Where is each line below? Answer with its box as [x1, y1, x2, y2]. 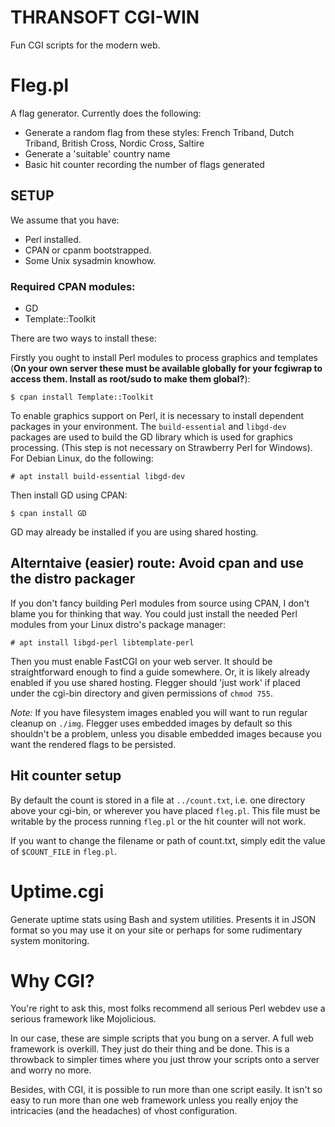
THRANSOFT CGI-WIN [10, 6, 200, 29]
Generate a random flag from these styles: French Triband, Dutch [24, 126, 295, 138]
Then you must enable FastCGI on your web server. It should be [10, 655, 273, 667]
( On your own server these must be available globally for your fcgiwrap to [10, 362, 323, 374]
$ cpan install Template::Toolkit [10, 392, 155, 402]
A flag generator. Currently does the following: [10, 107, 202, 119]
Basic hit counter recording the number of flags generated [24, 158, 265, 170]
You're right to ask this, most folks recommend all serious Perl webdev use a [10, 1002, 326, 1015]
